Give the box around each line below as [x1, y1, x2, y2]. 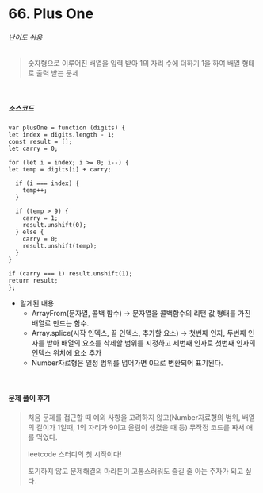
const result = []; [8, 138, 73, 146]
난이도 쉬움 [8, 33, 43, 42]
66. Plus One [8, 5, 93, 23]
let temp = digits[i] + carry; [8, 166, 112, 174]
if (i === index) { [15, 179, 80, 187]
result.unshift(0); [22, 221, 87, 229]
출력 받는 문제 [36, 68, 79, 78]
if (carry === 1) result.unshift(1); [8, 270, 133, 278]
